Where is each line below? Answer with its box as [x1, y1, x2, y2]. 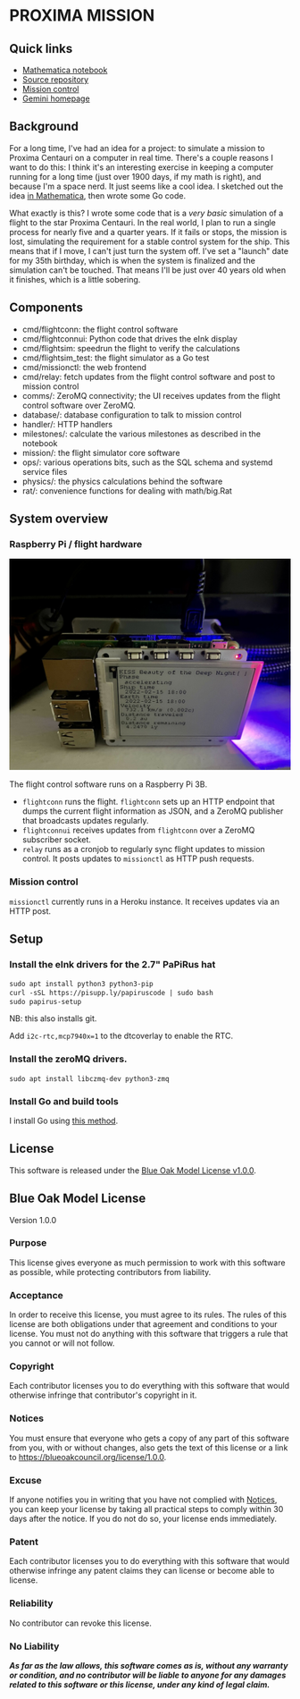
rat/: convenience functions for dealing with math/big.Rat [21, 485, 232, 496]
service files [21, 466, 68, 477]
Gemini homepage [21, 93, 91, 104]
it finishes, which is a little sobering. [9, 274, 141, 284]
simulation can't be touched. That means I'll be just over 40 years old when [9, 265, 287, 275]
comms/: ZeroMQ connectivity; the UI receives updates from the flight [21, 390, 281, 401]
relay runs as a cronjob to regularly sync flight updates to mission [21, 844, 265, 855]
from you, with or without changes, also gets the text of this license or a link [9, 1441, 288, 1453]
